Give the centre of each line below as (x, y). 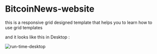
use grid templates (24, 27)
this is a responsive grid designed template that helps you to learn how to (79, 22)
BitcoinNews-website (50, 9)
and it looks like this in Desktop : (37, 37)
